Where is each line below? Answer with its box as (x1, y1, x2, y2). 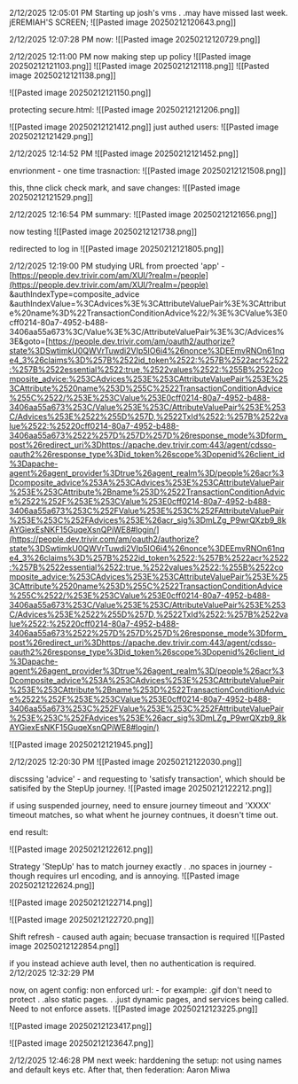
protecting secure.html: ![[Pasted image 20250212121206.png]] (9, 105, 240, 114)
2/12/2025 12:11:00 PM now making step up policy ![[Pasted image (9, 51, 252, 61)
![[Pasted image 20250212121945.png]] (9, 739, 153, 750)
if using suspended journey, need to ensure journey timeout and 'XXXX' (9, 800, 272, 810)
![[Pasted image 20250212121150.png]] (9, 88, 152, 97)
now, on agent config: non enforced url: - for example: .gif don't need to (9, 985, 272, 995)
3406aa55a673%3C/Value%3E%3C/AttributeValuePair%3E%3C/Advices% (9, 327, 286, 337)
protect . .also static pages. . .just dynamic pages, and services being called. (9, 994, 289, 1004)
